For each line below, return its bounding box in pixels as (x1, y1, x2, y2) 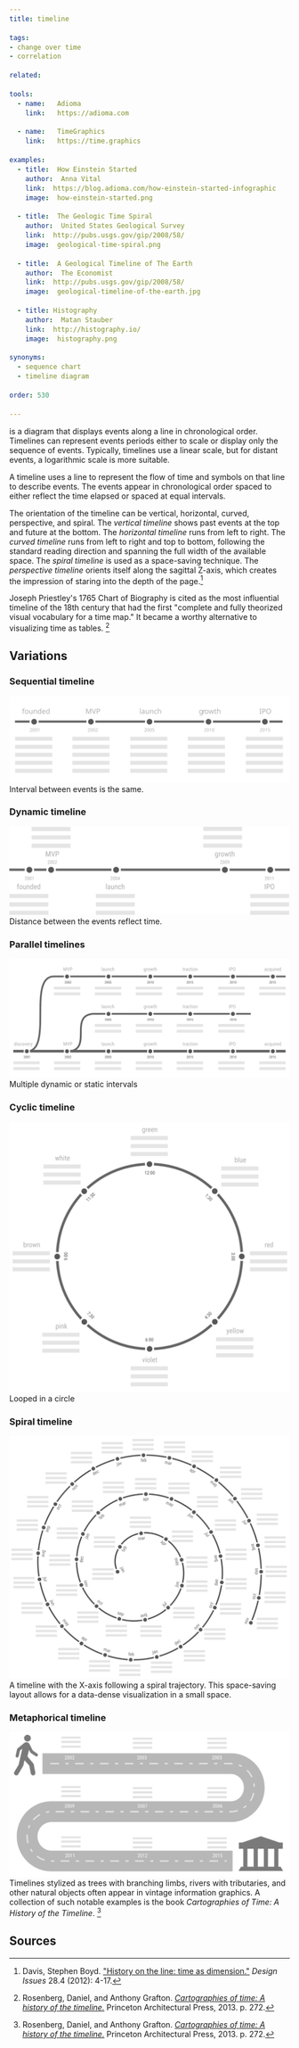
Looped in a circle (9, 1392, 76, 1404)
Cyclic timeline (9, 1102, 76, 1114)
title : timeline (9, 14, 69, 23)
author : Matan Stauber (25, 315, 114, 325)
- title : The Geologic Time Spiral (17, 212, 153, 221)
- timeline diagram (17, 372, 90, 381)
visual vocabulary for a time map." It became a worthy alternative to (9, 612, 258, 623)
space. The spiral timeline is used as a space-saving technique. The (9, 555, 259, 566)
